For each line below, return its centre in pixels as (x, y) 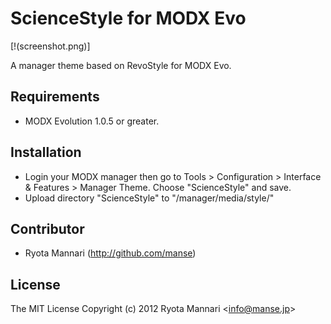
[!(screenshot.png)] (50, 46)
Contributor (47, 228)
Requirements (55, 97)
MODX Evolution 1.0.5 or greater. (92, 121)
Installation (46, 152)
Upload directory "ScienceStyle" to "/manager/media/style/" (149, 198)
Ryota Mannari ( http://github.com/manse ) (110, 253)
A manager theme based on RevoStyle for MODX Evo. (121, 65)
